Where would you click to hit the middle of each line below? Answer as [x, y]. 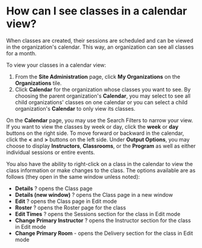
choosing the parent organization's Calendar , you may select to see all [103, 96]
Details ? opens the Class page [54, 188]
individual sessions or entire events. [50, 152]
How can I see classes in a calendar [97, 11]
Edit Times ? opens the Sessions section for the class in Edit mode [97, 214]
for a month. [21, 53]
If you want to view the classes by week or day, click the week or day [92, 126]
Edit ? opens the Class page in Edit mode [66, 201]
